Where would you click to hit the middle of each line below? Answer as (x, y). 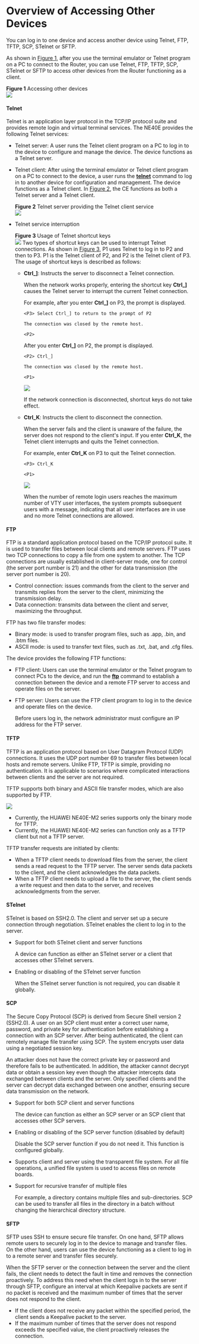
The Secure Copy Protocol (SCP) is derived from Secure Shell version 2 (94, 1016)
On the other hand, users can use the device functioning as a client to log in (99, 1250)
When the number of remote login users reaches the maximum (100, 497)
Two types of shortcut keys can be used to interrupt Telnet (94, 243)
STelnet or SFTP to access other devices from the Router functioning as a (96, 70)
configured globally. (39, 1150)
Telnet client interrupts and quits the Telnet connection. (91, 441)
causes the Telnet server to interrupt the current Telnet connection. (106, 291)
